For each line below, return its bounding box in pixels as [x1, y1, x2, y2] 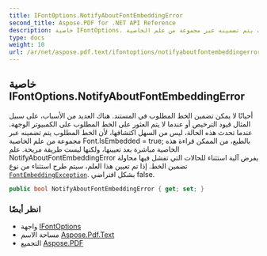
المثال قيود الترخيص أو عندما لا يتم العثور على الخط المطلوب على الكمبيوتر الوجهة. [9, 119, 251, 129]
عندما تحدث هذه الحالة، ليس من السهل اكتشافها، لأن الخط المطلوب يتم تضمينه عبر [9, 127, 253, 137]
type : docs [9, 33, 45, 42]
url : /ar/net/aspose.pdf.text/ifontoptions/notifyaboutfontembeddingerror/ [9, 48, 265, 56]
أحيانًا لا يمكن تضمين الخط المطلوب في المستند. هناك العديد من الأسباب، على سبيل [9, 111, 254, 120]
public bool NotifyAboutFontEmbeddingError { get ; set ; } [9, 185, 204, 193]
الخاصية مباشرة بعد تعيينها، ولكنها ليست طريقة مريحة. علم [9, 144, 180, 154]
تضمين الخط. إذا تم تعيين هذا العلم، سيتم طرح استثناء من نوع [9, 161, 189, 171]
